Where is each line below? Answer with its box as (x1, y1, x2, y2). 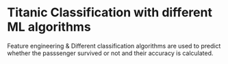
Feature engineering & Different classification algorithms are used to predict (7, 42, 221, 50)
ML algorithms (7, 19, 91, 35)
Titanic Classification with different (7, 5, 212, 20)
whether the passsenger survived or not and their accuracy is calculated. (7, 49, 214, 57)
